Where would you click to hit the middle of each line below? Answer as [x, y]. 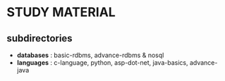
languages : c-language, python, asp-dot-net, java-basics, [102, 63]
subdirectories [39, 38]
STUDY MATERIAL [61, 12]
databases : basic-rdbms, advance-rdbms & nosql [90, 55]
